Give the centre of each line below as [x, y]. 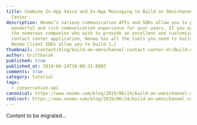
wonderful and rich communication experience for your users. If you [98, 28]
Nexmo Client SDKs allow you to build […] [64, 45]
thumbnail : [19, 50]
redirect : [18, 99]
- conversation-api [35, 88]
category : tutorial [30, 77]
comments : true [25, 72]
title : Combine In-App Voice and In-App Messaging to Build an [85, 11]
